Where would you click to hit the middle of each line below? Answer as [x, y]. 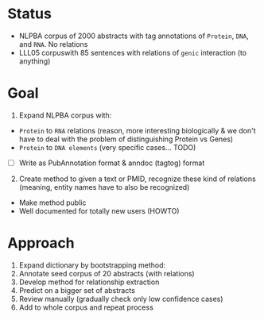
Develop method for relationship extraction [89, 282]
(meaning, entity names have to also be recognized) [104, 187]
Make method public [52, 202]
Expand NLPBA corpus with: [65, 115]
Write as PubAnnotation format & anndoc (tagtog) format [112, 163]
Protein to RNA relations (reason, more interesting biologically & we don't [137, 130]
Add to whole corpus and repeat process [86, 307]
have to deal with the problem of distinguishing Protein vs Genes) [126, 139]
